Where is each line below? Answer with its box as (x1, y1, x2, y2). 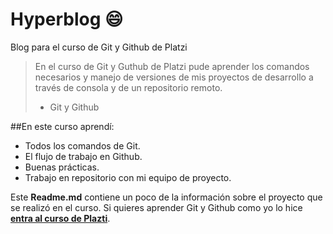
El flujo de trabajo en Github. (24, 150, 143, 162)
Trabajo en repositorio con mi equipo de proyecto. (24, 171, 232, 183)
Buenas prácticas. (24, 161, 100, 173)
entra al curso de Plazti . (10, 212, 111, 224)
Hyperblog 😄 (10, 8, 124, 31)
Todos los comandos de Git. (24, 139, 141, 152)
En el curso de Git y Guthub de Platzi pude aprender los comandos (34, 60, 310, 72)
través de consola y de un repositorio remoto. (34, 81, 223, 93)
